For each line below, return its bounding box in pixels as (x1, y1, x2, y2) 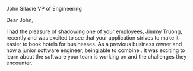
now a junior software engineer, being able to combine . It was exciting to (6, 47, 185, 54)
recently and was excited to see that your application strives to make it (6, 34, 179, 41)
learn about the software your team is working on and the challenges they (6, 53, 187, 60)
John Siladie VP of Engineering (6, 5, 82, 12)
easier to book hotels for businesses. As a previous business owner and (6, 41, 182, 47)
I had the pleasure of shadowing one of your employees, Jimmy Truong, (6, 28, 182, 35)
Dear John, (6, 17, 34, 23)
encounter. (6, 59, 33, 66)
